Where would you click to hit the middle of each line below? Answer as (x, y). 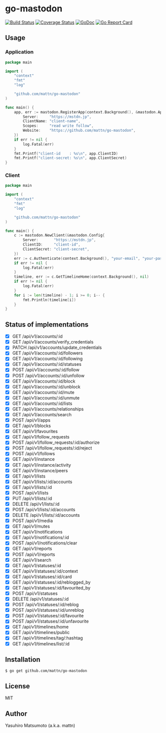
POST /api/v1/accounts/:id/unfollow (48, 375)
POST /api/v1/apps (31, 420)
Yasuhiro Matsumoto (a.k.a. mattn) (40, 726)
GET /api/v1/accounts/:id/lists (42, 403)
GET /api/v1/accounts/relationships (48, 409)
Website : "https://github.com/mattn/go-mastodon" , (79, 131)
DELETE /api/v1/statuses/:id (41, 599)
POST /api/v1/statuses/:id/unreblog (48, 610)
